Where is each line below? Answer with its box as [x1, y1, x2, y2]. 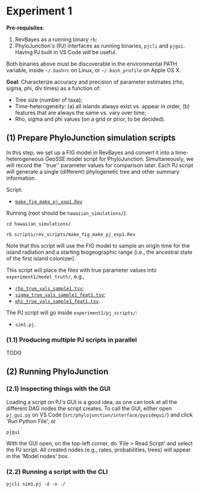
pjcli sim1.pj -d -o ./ [6, 481, 66, 488]
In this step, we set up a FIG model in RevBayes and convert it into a [6, 149, 174, 156]
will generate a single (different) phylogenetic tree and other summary [6, 168, 180, 175]
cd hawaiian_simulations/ [6, 221, 71, 227]
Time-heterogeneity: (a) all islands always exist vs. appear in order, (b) [14, 102, 190, 109]
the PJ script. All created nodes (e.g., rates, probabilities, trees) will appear [6, 446, 191, 453]
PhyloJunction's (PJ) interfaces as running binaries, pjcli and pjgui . [14, 42, 185, 49]
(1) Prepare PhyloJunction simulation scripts [6, 133, 176, 143]
